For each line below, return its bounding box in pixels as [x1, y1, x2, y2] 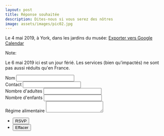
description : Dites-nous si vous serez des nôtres [5, 16, 113, 21]
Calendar [5, 40, 24, 46]
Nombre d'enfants [5, 94, 43, 100]
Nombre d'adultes [5, 88, 43, 94]
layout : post [5, 7, 33, 12]
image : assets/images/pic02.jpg [5, 21, 73, 26]
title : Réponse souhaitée [5, 12, 59, 17]
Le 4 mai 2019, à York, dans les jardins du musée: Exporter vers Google [5, 35, 153, 41]
